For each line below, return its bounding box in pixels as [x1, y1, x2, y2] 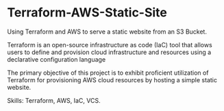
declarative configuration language [7, 55, 106, 63]
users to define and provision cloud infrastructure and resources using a [7, 48, 212, 56]
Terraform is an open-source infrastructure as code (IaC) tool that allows [7, 40, 212, 49]
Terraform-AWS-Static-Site [7, 5, 168, 21]
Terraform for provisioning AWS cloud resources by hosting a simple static [7, 75, 218, 84]
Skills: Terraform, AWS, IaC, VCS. [7, 96, 101, 104]
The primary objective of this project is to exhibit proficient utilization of [7, 69, 209, 77]
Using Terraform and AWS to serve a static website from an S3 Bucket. [7, 27, 208, 36]
